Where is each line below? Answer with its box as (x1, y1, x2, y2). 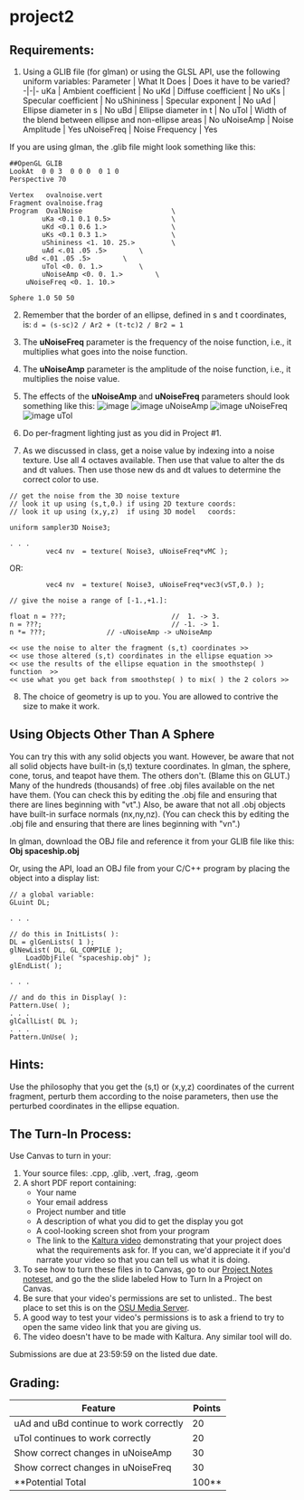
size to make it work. (22, 701, 100, 711)
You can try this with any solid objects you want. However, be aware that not (9, 751, 295, 762)
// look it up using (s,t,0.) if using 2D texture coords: (9, 499, 237, 508)
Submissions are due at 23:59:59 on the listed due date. (9, 1349, 219, 1360)
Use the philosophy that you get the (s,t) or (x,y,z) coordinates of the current (9, 1081, 295, 1092)
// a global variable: (9, 889, 95, 899)
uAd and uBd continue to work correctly (14, 1418, 184, 1430)
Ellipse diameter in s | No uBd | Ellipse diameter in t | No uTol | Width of (22, 105, 287, 115)
